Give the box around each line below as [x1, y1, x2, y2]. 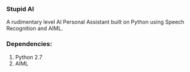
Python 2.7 [15, 53, 42, 61]
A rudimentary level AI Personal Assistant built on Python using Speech [6, 19, 185, 26]
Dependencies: [6, 40, 53, 48]
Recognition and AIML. [6, 25, 63, 32]
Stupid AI [6, 5, 35, 13]
